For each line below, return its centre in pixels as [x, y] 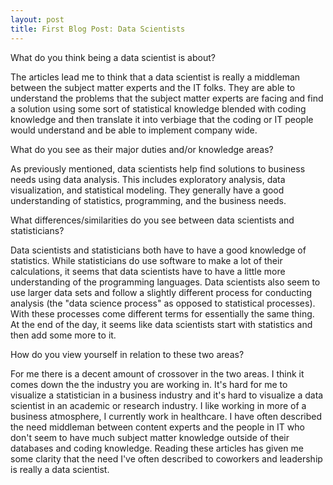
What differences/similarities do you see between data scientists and [152, 220]
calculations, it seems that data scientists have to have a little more [148, 271]
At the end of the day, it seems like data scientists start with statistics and [161, 324]
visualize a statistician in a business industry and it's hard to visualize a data [167, 395]
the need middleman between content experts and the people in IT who [157, 427]
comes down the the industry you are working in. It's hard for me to [149, 384]
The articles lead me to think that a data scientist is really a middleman [155, 77]
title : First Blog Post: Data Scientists [98, 29]
